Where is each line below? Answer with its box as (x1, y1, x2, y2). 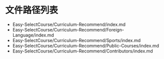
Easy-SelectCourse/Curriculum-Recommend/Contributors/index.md (12, 48, 153, 54)
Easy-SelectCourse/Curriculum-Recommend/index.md (12, 21, 126, 27)
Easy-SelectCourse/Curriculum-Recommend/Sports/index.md (12, 37, 141, 43)
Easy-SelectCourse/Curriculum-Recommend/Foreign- (12, 26, 124, 32)
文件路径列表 (5, 4, 59, 16)
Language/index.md (12, 32, 54, 38)
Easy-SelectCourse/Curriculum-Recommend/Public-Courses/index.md (12, 42, 159, 48)
